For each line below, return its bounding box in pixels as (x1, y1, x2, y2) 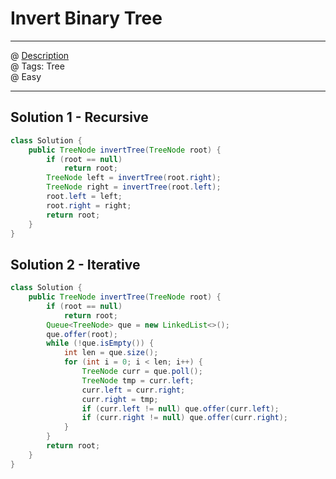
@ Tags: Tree (10, 60, 65, 72)
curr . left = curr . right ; (81, 385, 186, 395)
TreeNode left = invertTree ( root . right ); (46, 173, 222, 183)
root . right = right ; (46, 200, 132, 211)
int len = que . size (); (63, 348, 159, 358)
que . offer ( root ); (46, 329, 118, 339)
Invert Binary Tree (10, 7, 163, 30)
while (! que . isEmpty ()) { (46, 338, 155, 349)
